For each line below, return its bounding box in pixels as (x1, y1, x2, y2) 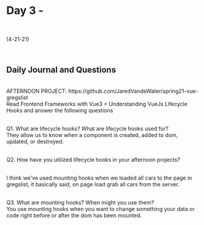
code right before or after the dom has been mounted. (6, 212, 142, 219)
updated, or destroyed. (6, 138, 64, 145)
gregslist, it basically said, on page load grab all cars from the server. (6, 180, 180, 188)
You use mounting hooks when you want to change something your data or (6, 205, 195, 212)
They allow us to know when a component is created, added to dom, (6, 131, 178, 138)
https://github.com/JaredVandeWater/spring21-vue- (68, 87, 199, 95)
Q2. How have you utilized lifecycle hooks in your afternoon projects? (6, 156, 181, 163)
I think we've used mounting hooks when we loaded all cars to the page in (6, 174, 192, 181)
